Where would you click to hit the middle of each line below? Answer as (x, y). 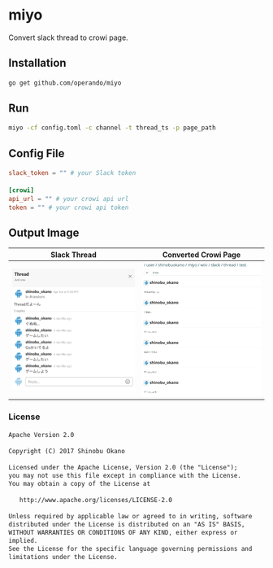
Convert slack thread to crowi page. (68, 37)
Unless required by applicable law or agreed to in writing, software (130, 516)
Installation (37, 63)
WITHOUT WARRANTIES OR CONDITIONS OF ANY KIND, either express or (123, 532)
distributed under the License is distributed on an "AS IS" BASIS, (127, 524)
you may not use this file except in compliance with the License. (125, 475)
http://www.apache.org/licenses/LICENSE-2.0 (96, 500)
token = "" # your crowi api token (69, 208)
